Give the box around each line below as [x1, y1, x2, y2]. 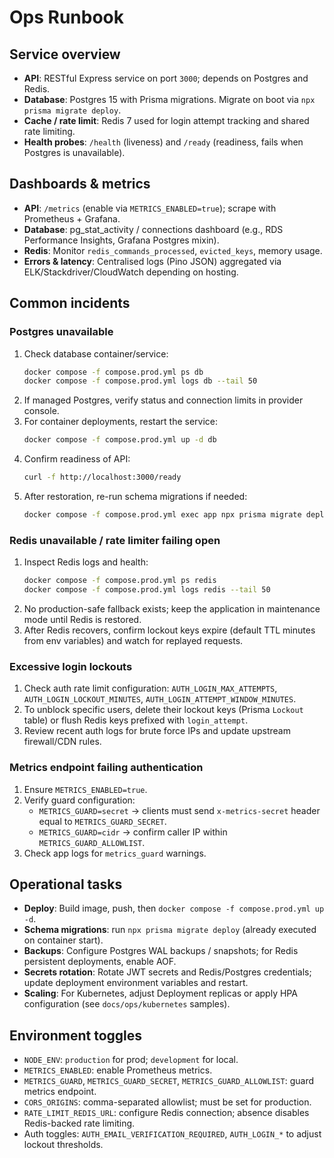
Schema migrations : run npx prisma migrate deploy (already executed [23, 924, 317, 936]
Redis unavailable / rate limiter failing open [9, 533, 221, 547]
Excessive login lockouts [9, 659, 133, 673]
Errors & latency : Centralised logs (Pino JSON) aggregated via [23, 255, 282, 267]
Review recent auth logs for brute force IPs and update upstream [23, 725, 291, 737]
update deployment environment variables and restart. [23, 977, 249, 989]
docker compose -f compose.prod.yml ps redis [23, 576, 217, 586]
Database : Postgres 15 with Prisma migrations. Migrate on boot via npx [23, 94, 316, 105]
